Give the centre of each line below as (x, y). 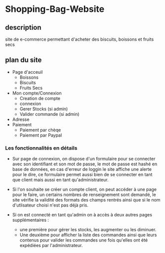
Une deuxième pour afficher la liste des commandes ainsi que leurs (88, 235)
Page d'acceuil (27, 72)
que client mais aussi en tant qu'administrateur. (60, 180)
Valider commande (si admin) (50, 114)
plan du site (23, 60)
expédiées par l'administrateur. (51, 246)
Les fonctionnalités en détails (41, 148)
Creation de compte (40, 98)
